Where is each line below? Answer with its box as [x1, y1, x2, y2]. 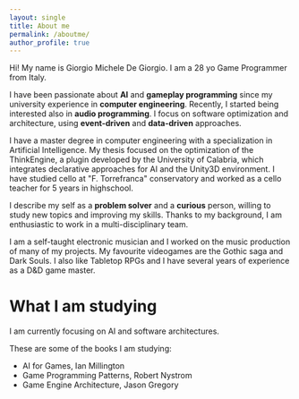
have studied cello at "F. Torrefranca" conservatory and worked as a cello [9, 174, 282, 184]
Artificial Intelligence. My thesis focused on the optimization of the [9, 145, 254, 156]
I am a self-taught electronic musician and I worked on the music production [9, 236, 291, 247]
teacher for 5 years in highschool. [9, 183, 134, 193]
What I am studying [9, 296, 158, 317]
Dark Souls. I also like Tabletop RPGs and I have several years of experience [9, 256, 290, 267]
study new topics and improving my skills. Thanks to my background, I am [9, 209, 282, 220]
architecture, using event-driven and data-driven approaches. [9, 118, 242, 129]
